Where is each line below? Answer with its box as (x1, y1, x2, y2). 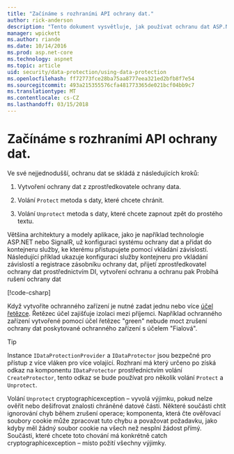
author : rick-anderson (7, 17, 73, 24)
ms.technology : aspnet (7, 56, 73, 63)
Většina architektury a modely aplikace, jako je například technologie (7, 230, 204, 239)
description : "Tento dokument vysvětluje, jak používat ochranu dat (7, 23, 210, 30)
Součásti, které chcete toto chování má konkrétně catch (7, 431, 168, 439)
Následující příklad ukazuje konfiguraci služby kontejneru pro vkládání (7, 252, 208, 261)
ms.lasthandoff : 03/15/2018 (7, 101, 89, 108)
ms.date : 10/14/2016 (7, 43, 68, 50)
